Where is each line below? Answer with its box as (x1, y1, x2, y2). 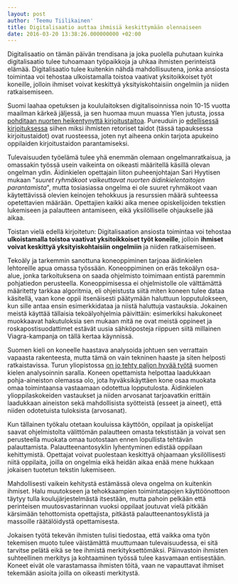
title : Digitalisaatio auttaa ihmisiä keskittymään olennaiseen (7, 24, 202, 31)
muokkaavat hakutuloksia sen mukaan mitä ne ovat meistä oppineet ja (7, 317, 212, 325)
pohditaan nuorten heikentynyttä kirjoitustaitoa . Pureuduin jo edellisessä (7, 117, 219, 125)
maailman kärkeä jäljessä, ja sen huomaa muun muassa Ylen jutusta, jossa (7, 109, 225, 118)
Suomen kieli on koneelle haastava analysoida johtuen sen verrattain (7, 346, 208, 355)
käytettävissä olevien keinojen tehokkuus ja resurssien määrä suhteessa (7, 191, 219, 199)
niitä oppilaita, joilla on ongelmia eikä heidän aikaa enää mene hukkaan (7, 458, 215, 466)
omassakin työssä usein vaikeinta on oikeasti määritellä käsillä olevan (7, 161, 210, 170)
